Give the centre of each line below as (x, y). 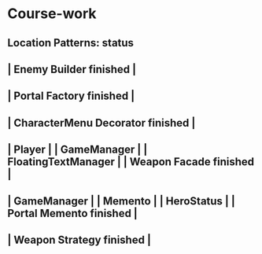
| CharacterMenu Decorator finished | (101, 123)
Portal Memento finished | (73, 213)
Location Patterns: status (71, 43)
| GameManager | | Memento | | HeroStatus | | (121, 201)
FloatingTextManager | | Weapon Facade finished (131, 162)
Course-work (52, 14)
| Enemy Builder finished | (72, 69)
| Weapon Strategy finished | (79, 239)
